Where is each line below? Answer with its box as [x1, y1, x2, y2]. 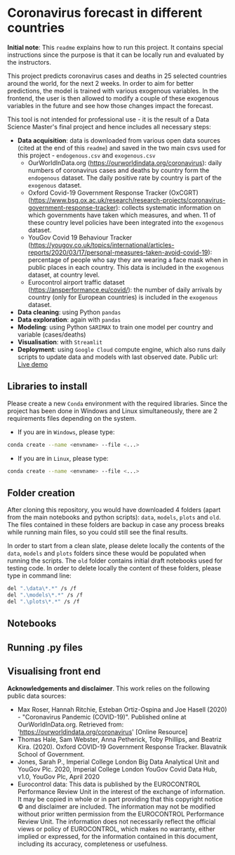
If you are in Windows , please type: [17, 427, 115, 436]
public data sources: [7, 691, 67, 700]
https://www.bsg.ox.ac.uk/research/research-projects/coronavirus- [30, 195, 226, 204]
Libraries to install [7, 381, 88, 393]
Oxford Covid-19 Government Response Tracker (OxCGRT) [27, 188, 199, 197]
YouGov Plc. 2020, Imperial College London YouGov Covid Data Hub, [17, 764, 217, 774]
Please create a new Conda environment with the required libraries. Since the [7, 399, 228, 407]
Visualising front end [7, 665, 101, 677]
